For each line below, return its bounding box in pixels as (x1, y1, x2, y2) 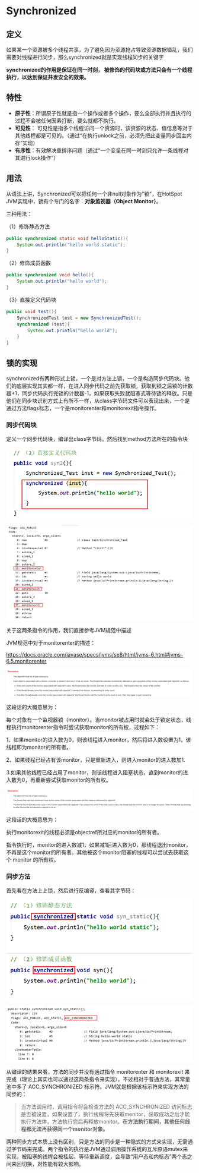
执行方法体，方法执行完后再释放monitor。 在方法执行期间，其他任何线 (20, 1118, 191, 1125)
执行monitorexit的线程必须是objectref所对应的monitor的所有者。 (6, 829, 163, 836)
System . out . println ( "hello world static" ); (17, 242, 126, 248)
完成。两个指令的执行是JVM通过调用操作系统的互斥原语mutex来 (31, 1145, 188, 1152)
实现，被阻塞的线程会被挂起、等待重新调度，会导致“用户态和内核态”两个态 (6, 1153, 188, 1160)
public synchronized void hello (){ (6, 272, 94, 278)
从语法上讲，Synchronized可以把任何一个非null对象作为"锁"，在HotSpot (6, 190, 182, 197)
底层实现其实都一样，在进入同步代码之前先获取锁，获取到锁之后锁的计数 (16, 382, 193, 389)
